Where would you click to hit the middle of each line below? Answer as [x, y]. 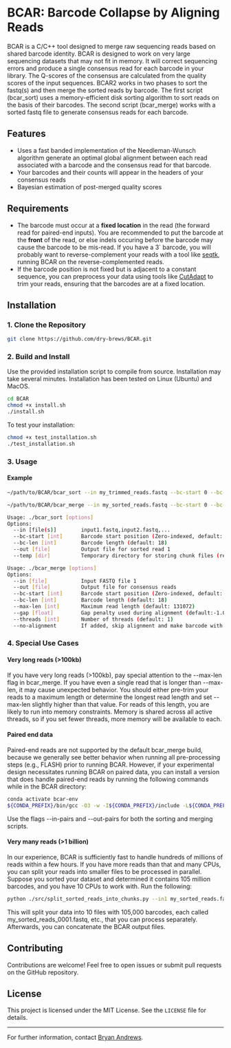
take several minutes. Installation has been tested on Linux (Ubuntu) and [109, 379]
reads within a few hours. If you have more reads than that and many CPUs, [114, 864]
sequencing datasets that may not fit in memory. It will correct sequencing [112, 61]
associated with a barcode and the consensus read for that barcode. [114, 165]
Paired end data [30, 735]
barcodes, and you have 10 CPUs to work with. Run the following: [100, 886]
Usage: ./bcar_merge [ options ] [52, 568]
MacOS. [19, 386]
